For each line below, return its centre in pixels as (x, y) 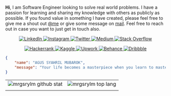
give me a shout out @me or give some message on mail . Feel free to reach (84, 23)
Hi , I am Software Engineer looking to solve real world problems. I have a (81, 7)
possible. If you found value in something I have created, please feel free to (84, 18)
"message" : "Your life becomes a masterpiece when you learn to (84, 67)
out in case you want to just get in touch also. (53, 29)
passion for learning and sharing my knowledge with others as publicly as (82, 13)
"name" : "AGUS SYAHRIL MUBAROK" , (50, 62)
